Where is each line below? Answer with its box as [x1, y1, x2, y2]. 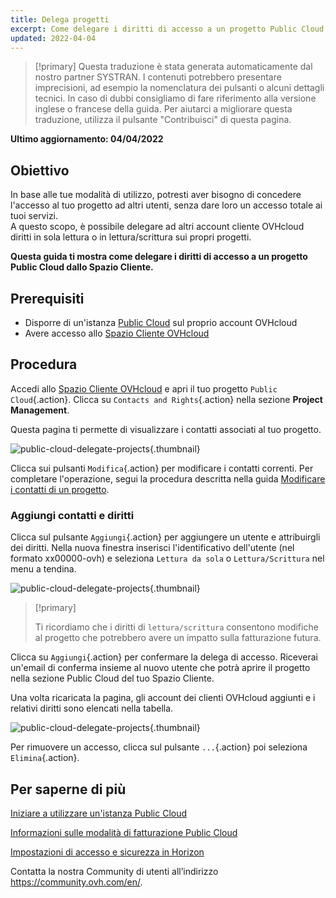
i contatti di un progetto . [10, 483, 110, 495]
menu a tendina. [10, 563, 77, 575]
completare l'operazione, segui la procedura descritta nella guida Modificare [10, 472, 326, 485]
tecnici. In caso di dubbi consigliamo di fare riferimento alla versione [34, 92, 317, 105]
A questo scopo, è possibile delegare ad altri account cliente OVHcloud [10, 221, 305, 233]
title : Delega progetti [10, 14, 110, 25]
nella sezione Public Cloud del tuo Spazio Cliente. [10, 672, 215, 685]
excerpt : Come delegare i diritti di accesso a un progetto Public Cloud [10, 24, 325, 34]
